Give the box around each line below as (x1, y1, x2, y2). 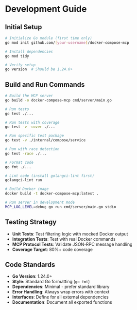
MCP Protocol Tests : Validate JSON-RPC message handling (12, 241, 133, 247)
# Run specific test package (5, 133, 64, 138)
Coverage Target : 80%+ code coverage (12, 246, 93, 252)
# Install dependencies (5, 49, 53, 54)
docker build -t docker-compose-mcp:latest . (5, 191, 99, 196)
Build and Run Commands (5, 80, 85, 89)
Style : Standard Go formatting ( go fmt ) (12, 279, 90, 285)
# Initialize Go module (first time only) (5, 36, 92, 40)
